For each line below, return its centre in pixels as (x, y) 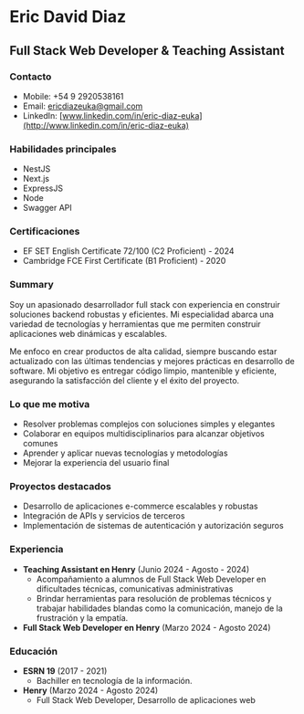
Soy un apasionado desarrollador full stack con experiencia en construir (145, 304)
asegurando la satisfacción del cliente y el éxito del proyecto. (125, 380)
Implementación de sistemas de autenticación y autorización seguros (153, 526)
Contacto (31, 77)
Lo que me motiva (50, 404)
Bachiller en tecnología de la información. (115, 680)
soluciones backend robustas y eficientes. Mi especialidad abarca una (142, 314)
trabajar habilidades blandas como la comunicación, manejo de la (159, 608)
